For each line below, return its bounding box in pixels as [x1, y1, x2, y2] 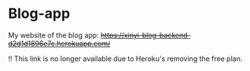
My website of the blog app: [8, 30, 100, 40]
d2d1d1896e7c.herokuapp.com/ [8, 38, 111, 48]
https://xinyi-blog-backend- [101, 30, 191, 40]
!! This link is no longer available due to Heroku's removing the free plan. [8, 54, 243, 63]
